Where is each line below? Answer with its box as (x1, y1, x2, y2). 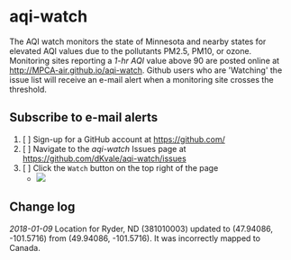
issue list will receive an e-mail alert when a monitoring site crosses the (9, 74, 274, 85)
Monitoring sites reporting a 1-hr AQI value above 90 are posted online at (9, 55, 280, 66)
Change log (9, 200, 76, 215)
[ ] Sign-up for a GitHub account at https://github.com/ (22, 133, 225, 145)
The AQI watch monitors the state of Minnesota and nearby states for (9, 36, 267, 47)
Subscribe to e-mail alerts (9, 110, 159, 125)
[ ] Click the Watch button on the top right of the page (22, 162, 219, 173)
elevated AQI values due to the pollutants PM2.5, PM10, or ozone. (9, 45, 252, 56)
